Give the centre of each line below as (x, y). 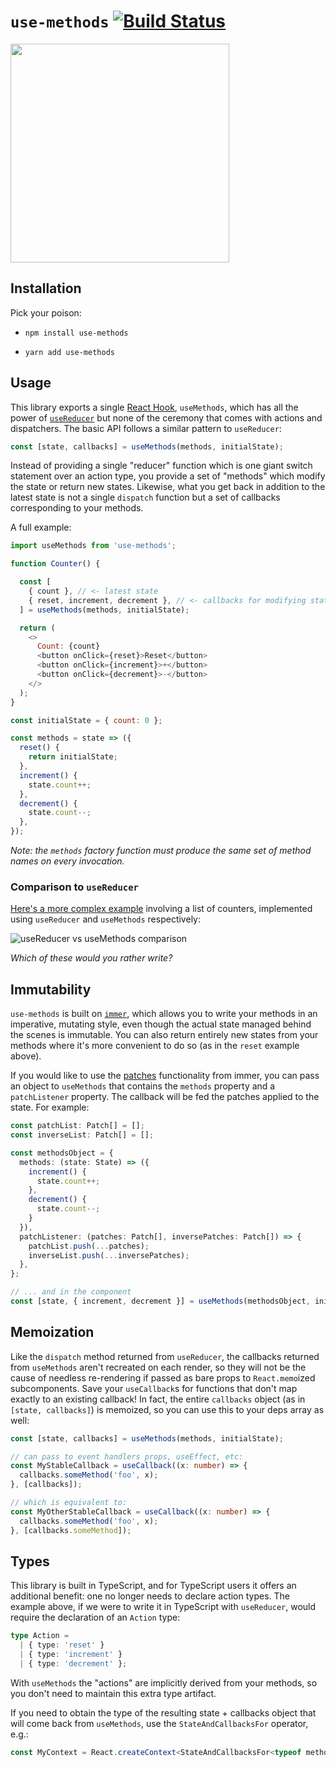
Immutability (51, 989)
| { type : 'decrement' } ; (73, 1664)
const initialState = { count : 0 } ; (86, 720)
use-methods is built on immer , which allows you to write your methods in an (164, 1014)
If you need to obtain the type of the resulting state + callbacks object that (163, 1712)
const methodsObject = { (62, 1153)
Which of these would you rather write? (91, 958)
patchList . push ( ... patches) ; (89, 1246)
